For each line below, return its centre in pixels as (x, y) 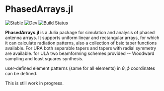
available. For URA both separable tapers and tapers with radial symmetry (81, 48)
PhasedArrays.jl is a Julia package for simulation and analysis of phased (80, 32)
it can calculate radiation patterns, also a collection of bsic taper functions (81, 43)
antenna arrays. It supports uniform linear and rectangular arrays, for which (82, 38)
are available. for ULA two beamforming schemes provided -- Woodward (80, 53)
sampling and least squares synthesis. (44, 58)
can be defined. (21, 73)
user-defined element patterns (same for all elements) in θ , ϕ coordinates (80, 68)
